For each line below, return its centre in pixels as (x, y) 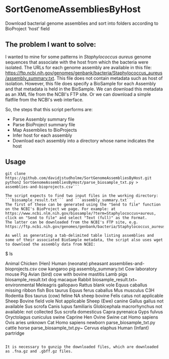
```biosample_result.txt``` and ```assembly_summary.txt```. (71, 200)
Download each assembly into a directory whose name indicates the (83, 140)
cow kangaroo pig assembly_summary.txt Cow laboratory (98, 269)
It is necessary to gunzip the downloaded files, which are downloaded (82, 347)
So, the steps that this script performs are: (49, 109)
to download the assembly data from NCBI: (50, 244)
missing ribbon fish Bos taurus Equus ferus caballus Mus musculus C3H (80, 290)
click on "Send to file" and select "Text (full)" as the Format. (76, 218)
